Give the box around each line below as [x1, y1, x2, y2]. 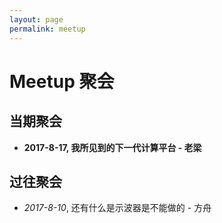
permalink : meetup [9, 24, 86, 34]
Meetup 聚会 [9, 70, 115, 93]
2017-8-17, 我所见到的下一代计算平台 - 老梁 [23, 141, 202, 153]
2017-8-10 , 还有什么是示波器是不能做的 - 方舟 [23, 202, 212, 214]
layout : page [9, 14, 64, 25]
